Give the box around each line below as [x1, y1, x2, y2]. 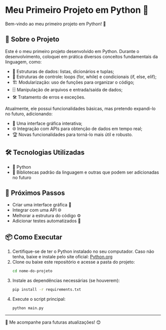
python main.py [12, 305, 44, 311]
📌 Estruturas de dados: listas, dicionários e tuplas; [12, 68, 115, 74]
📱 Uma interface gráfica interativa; [12, 120, 83, 126]
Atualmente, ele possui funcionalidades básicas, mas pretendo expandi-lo [5, 105, 156, 111]
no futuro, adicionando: [5, 111, 53, 117]
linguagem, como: [5, 59, 42, 65]
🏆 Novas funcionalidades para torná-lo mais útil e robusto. [12, 131, 133, 138]
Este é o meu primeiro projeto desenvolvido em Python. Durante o [5, 48, 139, 54]
